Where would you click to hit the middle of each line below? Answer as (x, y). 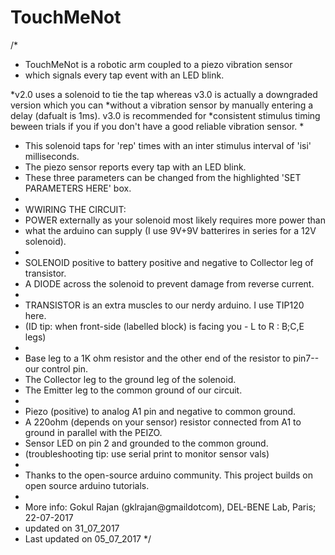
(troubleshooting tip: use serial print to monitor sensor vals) (147, 453)
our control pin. (56, 368)
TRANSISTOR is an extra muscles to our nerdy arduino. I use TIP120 (164, 305)
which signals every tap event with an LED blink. (124, 75)
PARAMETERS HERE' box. (78, 188)
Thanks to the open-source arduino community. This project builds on (169, 475)
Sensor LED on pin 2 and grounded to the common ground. (146, 443)
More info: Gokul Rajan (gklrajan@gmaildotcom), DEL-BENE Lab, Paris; (170, 507)
